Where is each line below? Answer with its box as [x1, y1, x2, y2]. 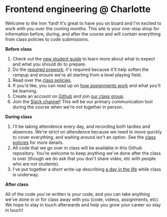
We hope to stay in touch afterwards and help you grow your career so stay [5, 201, 161, 207]
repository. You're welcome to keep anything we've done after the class [12, 150, 161, 156]
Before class [5, 46, 32, 52]
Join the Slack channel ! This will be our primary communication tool [12, 98, 153, 104]
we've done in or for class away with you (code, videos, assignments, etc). [5, 196, 159, 202]
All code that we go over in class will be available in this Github [12, 144, 142, 151]
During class [5, 113, 33, 119]
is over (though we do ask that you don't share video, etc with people [12, 155, 156, 162]
